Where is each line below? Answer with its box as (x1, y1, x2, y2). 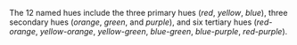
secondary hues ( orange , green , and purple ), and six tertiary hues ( (9, 17, 257, 27)
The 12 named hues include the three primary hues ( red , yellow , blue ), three (9, 8, 288, 18)
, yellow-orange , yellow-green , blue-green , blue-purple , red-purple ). (35, 26, 288, 36)
